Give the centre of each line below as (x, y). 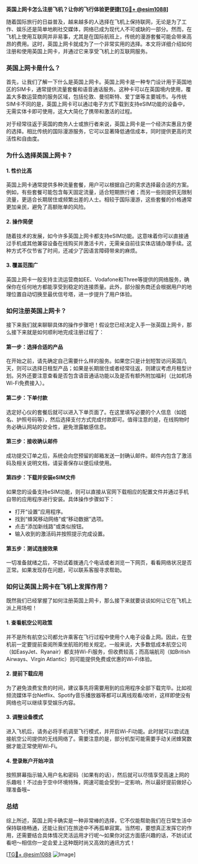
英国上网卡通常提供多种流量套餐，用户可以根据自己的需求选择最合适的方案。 (99, 185)
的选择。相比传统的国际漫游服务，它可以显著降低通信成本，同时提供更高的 (96, 132)
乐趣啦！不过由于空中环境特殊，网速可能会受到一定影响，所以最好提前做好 (96, 782)
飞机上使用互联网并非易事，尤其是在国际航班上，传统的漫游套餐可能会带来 (96, 37)
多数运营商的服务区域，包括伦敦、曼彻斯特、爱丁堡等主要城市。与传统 (101, 97)
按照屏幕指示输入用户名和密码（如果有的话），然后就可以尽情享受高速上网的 (98, 775)
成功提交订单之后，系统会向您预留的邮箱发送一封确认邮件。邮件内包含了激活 (99, 455)
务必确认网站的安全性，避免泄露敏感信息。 (58, 426)
